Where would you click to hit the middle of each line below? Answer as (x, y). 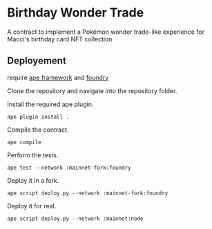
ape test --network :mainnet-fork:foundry (69, 168)
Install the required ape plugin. (50, 104)
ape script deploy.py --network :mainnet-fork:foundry (88, 193)
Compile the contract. (38, 130)
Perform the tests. (33, 155)
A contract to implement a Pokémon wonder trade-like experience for (106, 32)
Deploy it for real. (32, 206)
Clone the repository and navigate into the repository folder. (92, 90)
